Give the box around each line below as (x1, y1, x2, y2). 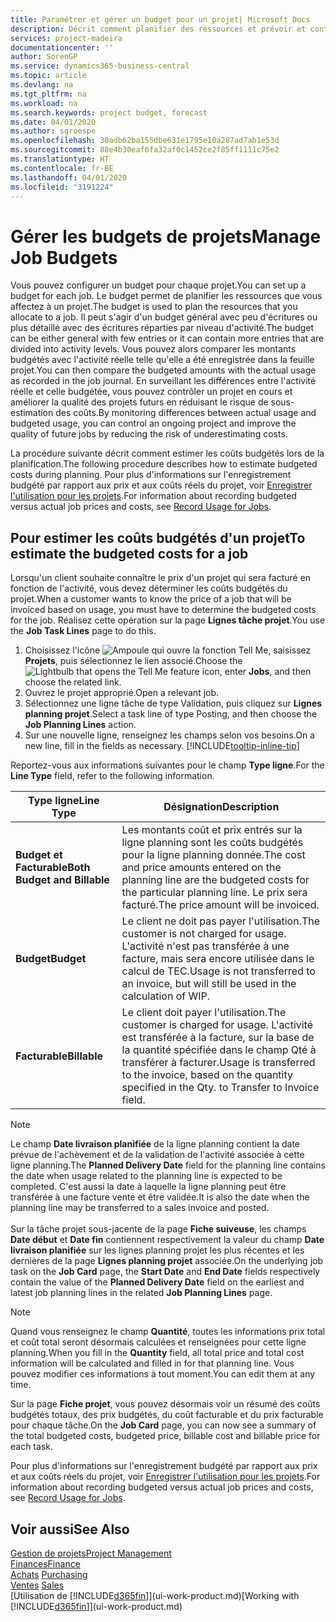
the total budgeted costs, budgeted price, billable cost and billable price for (10, 1430, 321, 1442)
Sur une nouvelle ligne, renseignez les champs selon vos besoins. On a (24, 729, 315, 741)
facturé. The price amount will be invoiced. (121, 898, 320, 912)
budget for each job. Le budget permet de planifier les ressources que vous (10, 290, 323, 302)
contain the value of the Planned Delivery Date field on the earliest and (10, 1276, 305, 1288)
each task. (10, 1441, 53, 1453)
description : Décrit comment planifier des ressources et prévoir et (10, 24, 307, 34)
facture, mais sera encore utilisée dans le (121, 952, 315, 966)
